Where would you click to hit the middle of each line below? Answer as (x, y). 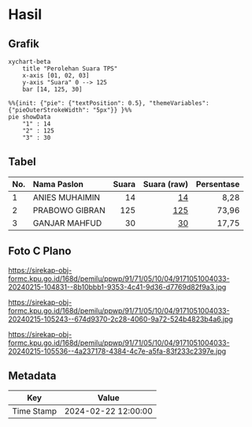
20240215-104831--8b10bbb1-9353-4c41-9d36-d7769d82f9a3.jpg (117, 287)
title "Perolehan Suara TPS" (70, 69)
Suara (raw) (166, 184)
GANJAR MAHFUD (67, 223)
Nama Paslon (58, 184)
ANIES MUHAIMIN (67, 197)
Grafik (24, 44)
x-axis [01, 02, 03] (56, 76)
